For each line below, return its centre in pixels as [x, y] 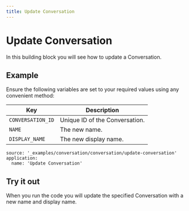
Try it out [23, 181]
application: [22, 158]
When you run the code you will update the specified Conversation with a [95, 196]
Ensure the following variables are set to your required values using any [92, 89]
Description [102, 110]
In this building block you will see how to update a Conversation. [84, 57]
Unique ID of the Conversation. [102, 120]
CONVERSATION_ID [32, 120]
